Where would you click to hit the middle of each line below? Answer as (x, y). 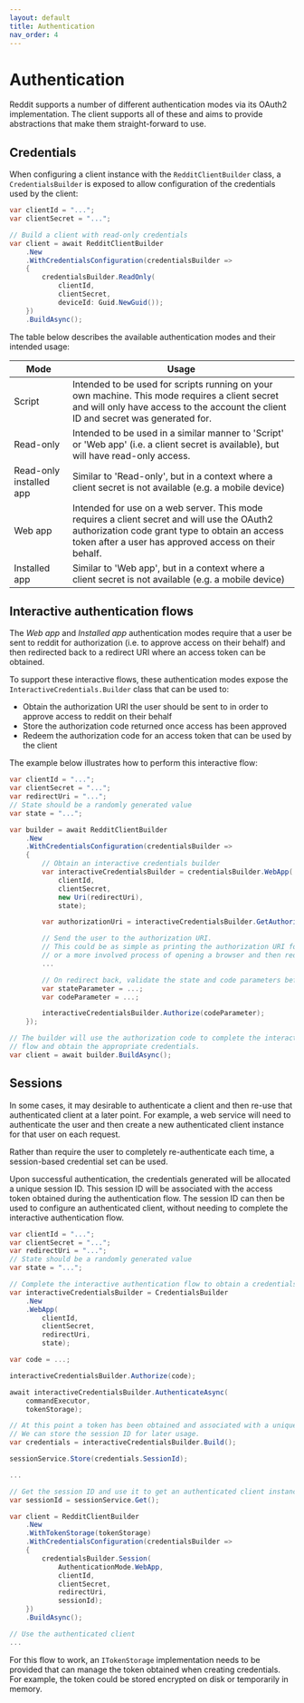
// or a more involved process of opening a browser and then (161, 955)
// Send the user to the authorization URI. (127, 939)
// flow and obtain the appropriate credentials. (105, 1047)
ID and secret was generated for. (142, 418)
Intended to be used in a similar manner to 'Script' (178, 433)
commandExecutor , (58, 1401)
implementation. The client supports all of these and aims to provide (136, 114)
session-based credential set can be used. (89, 1161)
